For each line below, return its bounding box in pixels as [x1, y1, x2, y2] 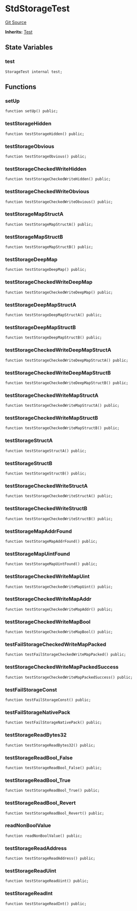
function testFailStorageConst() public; [5, 697, 91, 702]
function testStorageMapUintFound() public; [5, 562, 98, 566]
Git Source [5, 19, 27, 25]
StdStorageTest [5, 3, 70, 14]
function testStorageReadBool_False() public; [5, 765, 102, 770]
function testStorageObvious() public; [5, 154, 87, 159]
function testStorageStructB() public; [5, 471, 87, 476]
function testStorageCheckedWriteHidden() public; [5, 176, 111, 182]
